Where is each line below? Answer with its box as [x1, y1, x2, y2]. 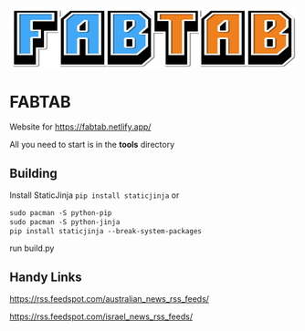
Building [9, 165, 58, 181]
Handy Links [9, 269, 82, 284]
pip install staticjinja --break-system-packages [9, 227, 203, 236]
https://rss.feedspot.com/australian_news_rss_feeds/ [9, 293, 210, 304]
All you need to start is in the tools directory [9, 140, 175, 150]
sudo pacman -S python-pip [9, 209, 112, 218]
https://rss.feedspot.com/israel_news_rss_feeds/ [9, 311, 194, 322]
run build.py [9, 243, 55, 253]
